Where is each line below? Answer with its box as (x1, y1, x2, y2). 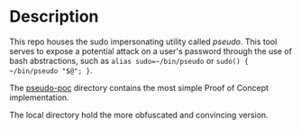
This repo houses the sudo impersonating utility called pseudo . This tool (9, 36, 278, 47)
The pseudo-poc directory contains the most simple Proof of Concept (9, 82, 269, 93)
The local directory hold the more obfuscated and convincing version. (9, 109, 269, 120)
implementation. (9, 92, 69, 103)
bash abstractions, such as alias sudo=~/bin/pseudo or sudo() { (9, 55, 250, 66)
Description (9, 6, 99, 27)
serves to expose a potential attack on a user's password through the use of (9, 45, 293, 56)
